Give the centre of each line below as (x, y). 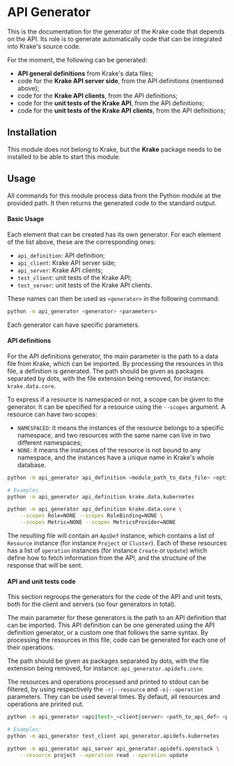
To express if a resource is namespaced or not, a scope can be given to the (116, 399)
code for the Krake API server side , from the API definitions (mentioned (120, 80)
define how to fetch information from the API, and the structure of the (107, 558)
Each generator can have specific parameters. (74, 325)
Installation (32, 132)
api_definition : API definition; (61, 255)
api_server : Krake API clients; (60, 270)
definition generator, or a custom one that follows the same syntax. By (108, 633)
